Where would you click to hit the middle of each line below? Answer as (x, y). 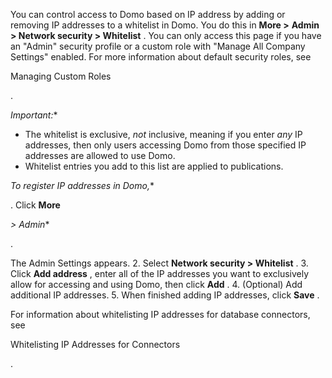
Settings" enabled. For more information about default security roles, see (161, 57)
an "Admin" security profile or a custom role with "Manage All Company (158, 46)
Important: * (34, 115)
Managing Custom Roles (61, 76)
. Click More (35, 205)
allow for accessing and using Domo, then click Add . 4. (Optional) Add (156, 284)
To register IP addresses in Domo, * (82, 185)
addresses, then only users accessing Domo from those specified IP (165, 145)
